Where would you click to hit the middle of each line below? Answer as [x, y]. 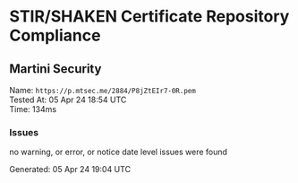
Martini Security [55, 69]
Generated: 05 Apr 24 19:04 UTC [70, 170]
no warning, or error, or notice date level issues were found [119, 152]
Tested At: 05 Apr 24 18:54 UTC [68, 100]
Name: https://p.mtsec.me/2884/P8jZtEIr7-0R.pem [103, 90]
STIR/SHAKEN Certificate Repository [149, 17]
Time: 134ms [33, 109]
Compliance [55, 35]
